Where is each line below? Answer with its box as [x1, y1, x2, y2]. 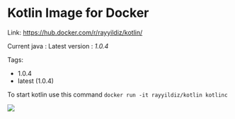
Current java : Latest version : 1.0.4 [7, 42, 109, 50]
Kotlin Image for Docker [7, 5, 149, 21]
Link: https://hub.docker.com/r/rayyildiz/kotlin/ [7, 28, 143, 37]
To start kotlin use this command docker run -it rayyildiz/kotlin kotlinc [7, 90, 228, 99]
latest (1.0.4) [17, 76, 55, 85]
